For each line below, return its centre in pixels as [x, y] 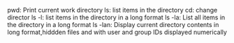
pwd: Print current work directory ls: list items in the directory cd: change [112, 10]
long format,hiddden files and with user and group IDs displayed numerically [117, 32]
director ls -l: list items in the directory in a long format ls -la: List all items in [116, 17]
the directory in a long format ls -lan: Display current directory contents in [113, 25]
